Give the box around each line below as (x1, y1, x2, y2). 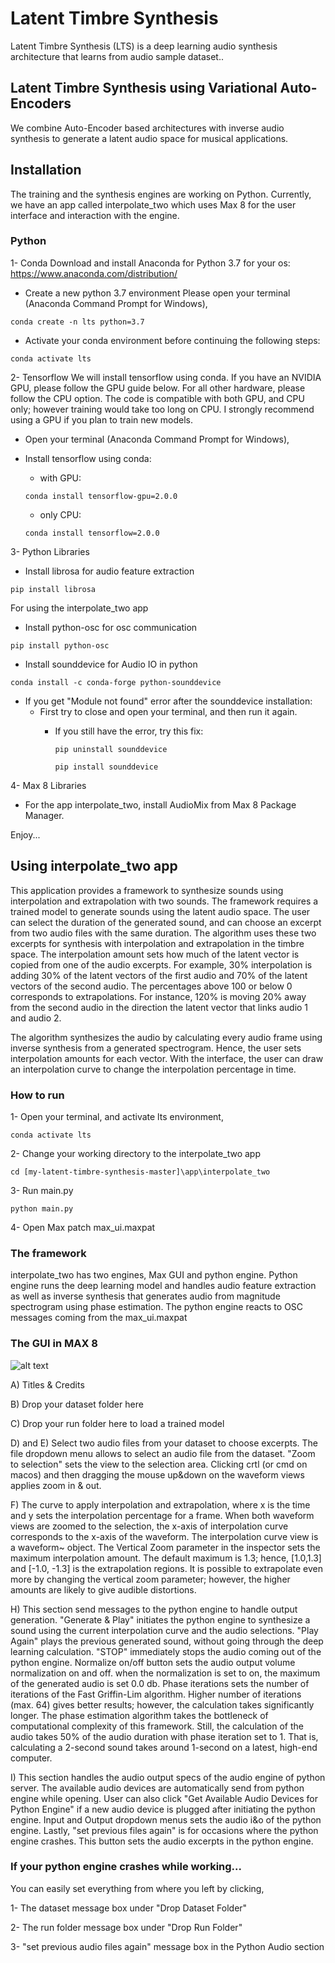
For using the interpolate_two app (10, 602, 149, 614)
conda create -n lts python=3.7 (10, 317, 145, 327)
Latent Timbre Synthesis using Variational (10, 80, 278, 97)
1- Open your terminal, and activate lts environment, (10, 1110, 224, 1122)
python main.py (10, 1203, 74, 1214)
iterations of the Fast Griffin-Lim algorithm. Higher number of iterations (10, 1688, 302, 1700)
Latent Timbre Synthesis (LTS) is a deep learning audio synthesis (10, 40, 278, 52)
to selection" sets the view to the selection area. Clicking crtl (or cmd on (10, 1458, 308, 1470)
